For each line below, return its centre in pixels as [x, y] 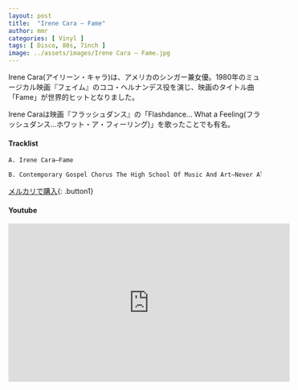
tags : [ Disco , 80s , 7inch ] [57, 46]
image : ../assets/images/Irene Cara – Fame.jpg [90, 53]
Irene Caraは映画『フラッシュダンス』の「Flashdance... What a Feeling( [127, 114]
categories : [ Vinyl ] [46, 38]
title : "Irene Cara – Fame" [57, 23]
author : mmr [28, 31]
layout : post [30, 16]
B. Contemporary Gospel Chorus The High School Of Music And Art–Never [131, 175]
